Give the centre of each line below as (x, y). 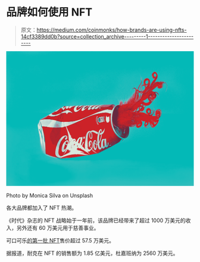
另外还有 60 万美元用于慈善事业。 (58, 227)
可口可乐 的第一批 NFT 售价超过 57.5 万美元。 (60, 240)
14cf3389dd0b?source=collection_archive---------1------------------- (107, 36)
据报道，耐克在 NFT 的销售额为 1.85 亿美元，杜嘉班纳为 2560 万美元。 (92, 253)
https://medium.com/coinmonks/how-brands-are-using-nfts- (112, 30)
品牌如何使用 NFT (49, 12)
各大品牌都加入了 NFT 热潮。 (42, 208)
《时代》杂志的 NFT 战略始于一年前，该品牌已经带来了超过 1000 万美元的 (96, 220)
